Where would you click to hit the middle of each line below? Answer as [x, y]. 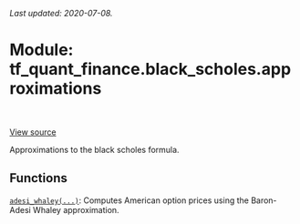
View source [33, 132]
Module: [41, 50]
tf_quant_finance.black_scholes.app [150, 70]
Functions [39, 178]
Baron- [264, 200]
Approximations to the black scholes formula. [94, 149]
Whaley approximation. [77, 209]
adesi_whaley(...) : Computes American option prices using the [129, 200]
